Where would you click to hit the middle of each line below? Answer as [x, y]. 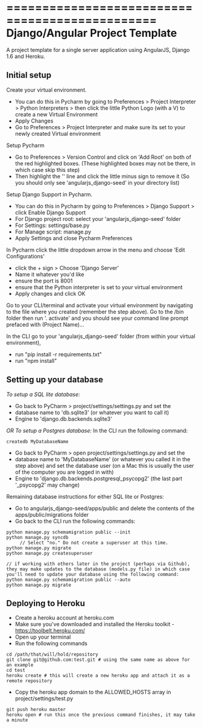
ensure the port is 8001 [44, 281]
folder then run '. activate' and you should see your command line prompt [97, 318]
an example [20, 665]
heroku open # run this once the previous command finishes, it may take [101, 715]
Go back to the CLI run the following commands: [75, 521]
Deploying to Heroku [46, 603]
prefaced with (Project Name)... [45, 324]
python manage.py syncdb [37, 537]
